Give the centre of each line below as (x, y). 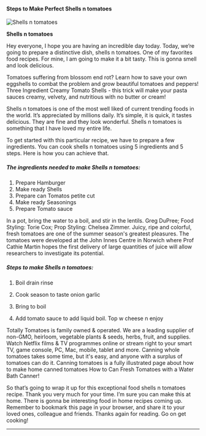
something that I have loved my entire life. (59, 128)
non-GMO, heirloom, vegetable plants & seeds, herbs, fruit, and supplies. (99, 337)
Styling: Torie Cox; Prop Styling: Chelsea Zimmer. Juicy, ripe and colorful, (99, 228)
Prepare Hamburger (40, 183)
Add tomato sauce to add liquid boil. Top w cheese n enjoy (89, 318)
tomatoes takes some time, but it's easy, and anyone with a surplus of (94, 356)
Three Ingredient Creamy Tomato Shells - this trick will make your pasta (97, 90)
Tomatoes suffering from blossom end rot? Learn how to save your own (97, 77)
